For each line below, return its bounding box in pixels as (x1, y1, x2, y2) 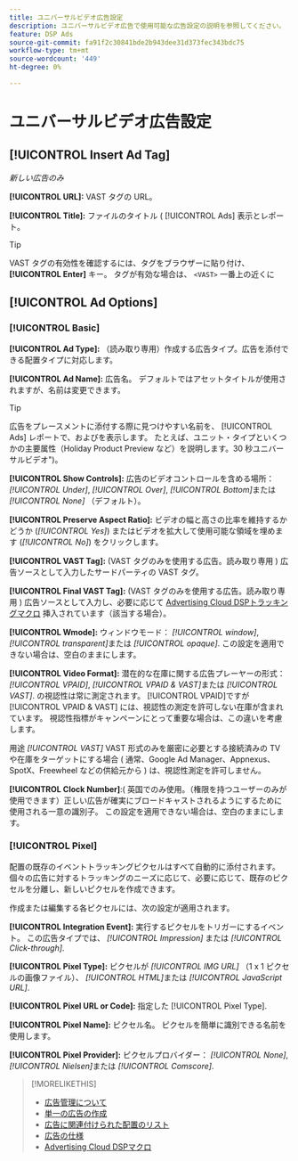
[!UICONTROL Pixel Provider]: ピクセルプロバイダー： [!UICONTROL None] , (9, 1049, 289, 1060)
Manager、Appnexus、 (189, 754, 276, 764)
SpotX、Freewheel (9, 764, 78, 775)
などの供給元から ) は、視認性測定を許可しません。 (79, 764, 266, 775)
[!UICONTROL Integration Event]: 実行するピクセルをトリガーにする (9, 921, 261, 932)
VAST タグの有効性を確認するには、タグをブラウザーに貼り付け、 (9, 258, 250, 268)
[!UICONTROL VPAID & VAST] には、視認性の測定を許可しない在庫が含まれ (9, 701, 284, 712)
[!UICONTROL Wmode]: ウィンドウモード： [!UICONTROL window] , (9, 626, 260, 637)
